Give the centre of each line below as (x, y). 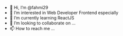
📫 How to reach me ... (32, 28)
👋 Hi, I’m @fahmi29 (29, 8)
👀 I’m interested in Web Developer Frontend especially (64, 13)
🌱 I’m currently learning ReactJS (42, 18)
